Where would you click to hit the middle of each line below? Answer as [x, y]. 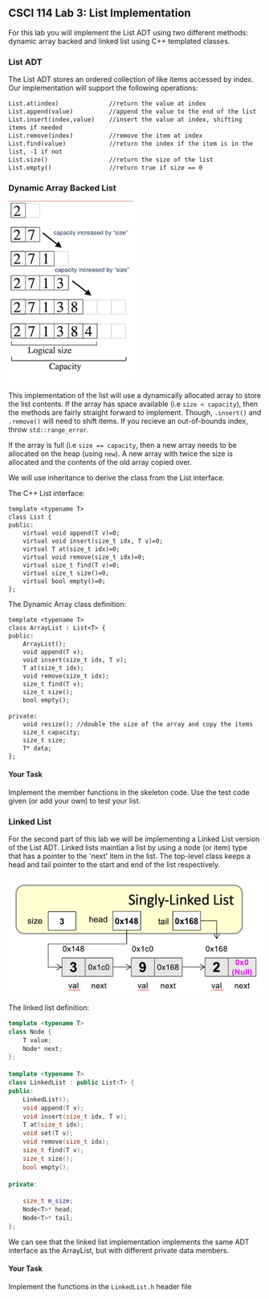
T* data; [37, 749]
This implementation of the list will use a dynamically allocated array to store [135, 396]
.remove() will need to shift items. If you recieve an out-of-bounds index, [128, 421]
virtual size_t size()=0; [66, 573]
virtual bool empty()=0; [64, 581]
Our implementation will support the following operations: [103, 88]
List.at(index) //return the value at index [107, 104]
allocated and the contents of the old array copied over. [100, 462]
